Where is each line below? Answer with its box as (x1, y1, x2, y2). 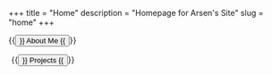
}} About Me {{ (19, 36, 66, 46)
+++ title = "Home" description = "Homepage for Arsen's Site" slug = (8, 8, 264, 18)
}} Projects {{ (21, 55, 64, 65)
